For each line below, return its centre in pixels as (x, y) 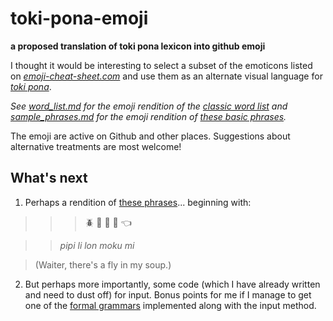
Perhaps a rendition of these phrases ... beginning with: (138, 202)
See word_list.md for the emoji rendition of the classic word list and (149, 106)
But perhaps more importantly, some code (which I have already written (172, 284)
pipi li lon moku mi (97, 245)
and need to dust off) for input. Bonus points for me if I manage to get (168, 294)
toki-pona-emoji (79, 18)
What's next (49, 178)
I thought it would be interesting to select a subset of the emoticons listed (161, 65)
